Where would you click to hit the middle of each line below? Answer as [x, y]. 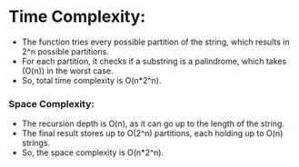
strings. [36, 143]
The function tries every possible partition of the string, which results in [155, 42]
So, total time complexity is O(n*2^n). [91, 80]
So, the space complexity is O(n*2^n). [93, 152]
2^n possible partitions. [65, 51]
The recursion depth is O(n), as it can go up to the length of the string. [153, 123]
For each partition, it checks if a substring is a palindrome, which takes [154, 61]
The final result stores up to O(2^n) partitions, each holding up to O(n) [152, 133]
